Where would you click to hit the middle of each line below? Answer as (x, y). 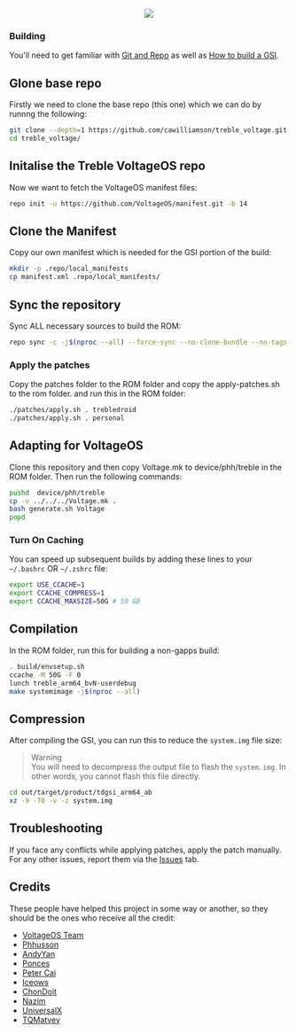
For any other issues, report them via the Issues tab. (104, 859)
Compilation (43, 629)
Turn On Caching (47, 540)
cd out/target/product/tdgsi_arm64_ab (81, 793)
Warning (46, 758)
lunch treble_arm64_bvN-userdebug (73, 683)
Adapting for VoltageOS (76, 446)
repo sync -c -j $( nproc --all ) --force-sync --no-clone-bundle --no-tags (148, 342)
